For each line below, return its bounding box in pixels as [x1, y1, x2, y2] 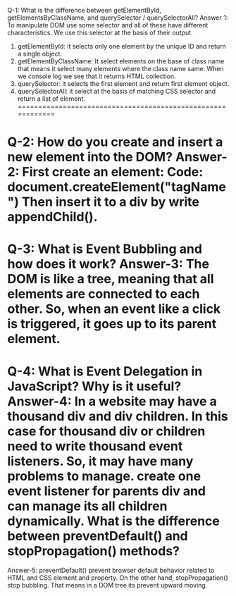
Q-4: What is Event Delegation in [7, 363, 203, 379]
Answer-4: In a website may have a [7, 393, 217, 409]
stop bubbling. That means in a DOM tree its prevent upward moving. [7, 581, 208, 590]
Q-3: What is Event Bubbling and [7, 241, 203, 257]
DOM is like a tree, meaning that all [7, 271, 214, 287]
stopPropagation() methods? [7, 542, 180, 559]
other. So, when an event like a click [7, 301, 221, 317]
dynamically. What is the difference [7, 513, 221, 529]
